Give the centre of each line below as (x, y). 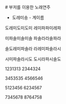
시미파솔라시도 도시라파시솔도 (33, 59)
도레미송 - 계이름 (28, 18)
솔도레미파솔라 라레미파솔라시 (33, 49)
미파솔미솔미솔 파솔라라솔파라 (33, 38)
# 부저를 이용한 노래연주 (28, 7)
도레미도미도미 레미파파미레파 (33, 28)
